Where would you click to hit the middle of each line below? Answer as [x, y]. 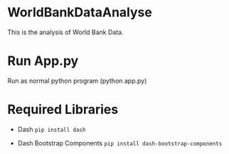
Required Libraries [63, 109]
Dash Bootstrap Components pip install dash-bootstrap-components [120, 143]
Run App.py [43, 61]
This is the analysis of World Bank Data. [65, 32]
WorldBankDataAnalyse [80, 12]
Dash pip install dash [52, 129]
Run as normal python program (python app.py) [77, 81]
